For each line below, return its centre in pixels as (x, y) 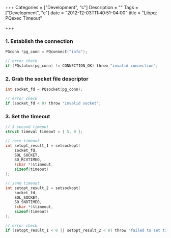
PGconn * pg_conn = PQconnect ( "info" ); (46, 52)
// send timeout (22, 183)
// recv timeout (22, 141)
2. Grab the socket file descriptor (47, 78)
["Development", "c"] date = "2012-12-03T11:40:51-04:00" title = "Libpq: (81, 13)
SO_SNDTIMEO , (28, 202)
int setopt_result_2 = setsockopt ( (43, 188)
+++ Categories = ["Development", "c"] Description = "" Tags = (72, 7)
